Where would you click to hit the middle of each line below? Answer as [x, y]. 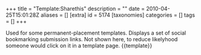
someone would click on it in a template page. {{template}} [79, 45]
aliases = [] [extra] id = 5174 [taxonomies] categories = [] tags [118, 15]
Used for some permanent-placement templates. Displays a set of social [96, 33]
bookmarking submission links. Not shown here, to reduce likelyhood [92, 39]
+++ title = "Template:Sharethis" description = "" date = [75, 9]
